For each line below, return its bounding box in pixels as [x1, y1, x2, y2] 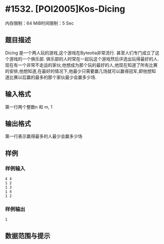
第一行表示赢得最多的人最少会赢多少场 [5, 133, 82, 139]
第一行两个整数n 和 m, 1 [5, 104, 53, 110]
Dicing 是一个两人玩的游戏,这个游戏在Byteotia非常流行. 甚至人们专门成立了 [5, 50, 155, 56]
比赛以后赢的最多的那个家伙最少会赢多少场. [9, 74, 97, 80]
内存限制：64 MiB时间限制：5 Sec [5, 20, 74, 26]
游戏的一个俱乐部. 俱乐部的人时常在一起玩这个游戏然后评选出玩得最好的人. [9, 56, 159, 62]
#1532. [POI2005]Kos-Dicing [5, 3, 125, 15]
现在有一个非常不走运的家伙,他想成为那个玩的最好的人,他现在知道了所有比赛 [5, 62, 158, 68]
